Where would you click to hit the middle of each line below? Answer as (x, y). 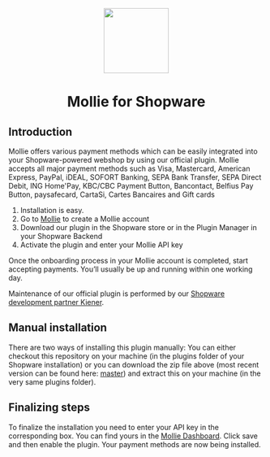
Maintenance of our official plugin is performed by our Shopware (117, 294)
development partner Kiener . (56, 302)
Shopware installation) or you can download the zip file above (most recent (134, 364)
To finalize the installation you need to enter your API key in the (114, 427)
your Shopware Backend (61, 236)
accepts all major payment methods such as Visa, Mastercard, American (129, 168)
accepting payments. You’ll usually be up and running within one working (131, 269)
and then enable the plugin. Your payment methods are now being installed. (135, 444)
